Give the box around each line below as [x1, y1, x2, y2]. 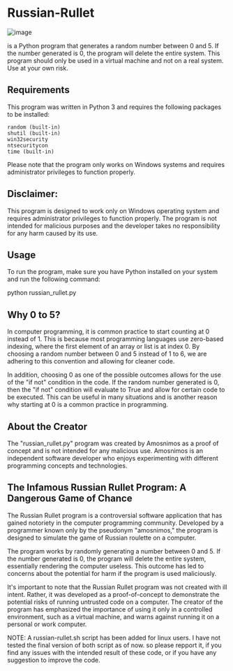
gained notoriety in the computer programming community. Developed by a [7, 519, 224, 527]
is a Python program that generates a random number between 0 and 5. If [7, 41, 220, 50]
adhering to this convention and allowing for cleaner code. [7, 357, 175, 366]
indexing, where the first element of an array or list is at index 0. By [7, 342, 200, 351]
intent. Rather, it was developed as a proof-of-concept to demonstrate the [7, 590, 220, 598]
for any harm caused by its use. [7, 229, 98, 237]
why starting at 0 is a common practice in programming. [7, 401, 169, 409]
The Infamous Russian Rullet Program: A [7, 482, 187, 493]
